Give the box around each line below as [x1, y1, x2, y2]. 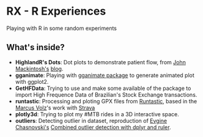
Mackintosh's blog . [15, 65, 64, 72]
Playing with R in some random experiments [6, 24, 117, 32]
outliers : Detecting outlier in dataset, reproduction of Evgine [15, 117, 167, 124]
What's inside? [6, 42, 65, 53]
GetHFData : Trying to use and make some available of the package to [15, 84, 191, 92]
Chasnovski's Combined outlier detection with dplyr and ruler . [15, 124, 171, 131]
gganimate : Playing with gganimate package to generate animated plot [15, 72, 194, 79]
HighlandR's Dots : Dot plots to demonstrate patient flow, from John [15, 58, 186, 65]
